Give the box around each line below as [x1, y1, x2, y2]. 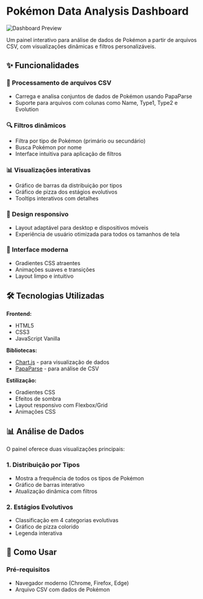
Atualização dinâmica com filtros [15, 487, 98, 495]
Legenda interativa [15, 530, 63, 537]
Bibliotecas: [6, 346, 38, 354]
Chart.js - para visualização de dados [15, 358, 110, 366]
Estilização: [6, 377, 37, 384]
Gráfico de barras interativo [15, 481, 85, 488]
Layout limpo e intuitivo [15, 272, 74, 280]
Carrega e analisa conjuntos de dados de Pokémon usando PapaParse [15, 93, 193, 100]
